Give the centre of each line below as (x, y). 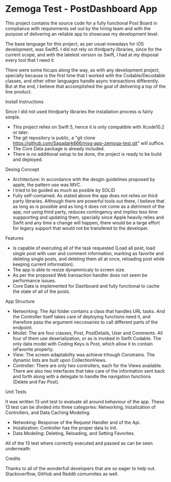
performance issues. (34, 280)
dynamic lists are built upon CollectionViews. (60, 360)
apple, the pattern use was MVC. (47, 185)
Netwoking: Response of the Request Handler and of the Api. (77, 422)
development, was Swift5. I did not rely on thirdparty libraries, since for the (83, 49)
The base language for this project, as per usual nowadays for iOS (75, 43)
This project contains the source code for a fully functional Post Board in (81, 23)
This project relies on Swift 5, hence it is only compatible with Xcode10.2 (88, 127)
